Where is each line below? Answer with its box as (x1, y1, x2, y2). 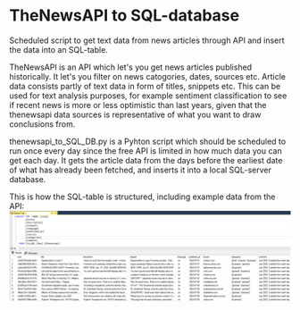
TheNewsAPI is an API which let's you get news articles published (9, 62, 253, 72)
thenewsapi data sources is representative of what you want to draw (9, 109, 262, 120)
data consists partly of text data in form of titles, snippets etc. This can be (9, 80, 281, 91)
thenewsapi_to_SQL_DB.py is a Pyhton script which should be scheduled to (9, 136, 287, 147)
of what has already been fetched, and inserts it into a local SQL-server (9, 164, 272, 175)
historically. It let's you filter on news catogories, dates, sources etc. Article (9, 71, 287, 81)
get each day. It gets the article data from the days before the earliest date (9, 155, 283, 165)
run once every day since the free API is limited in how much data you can (9, 145, 283, 156)
